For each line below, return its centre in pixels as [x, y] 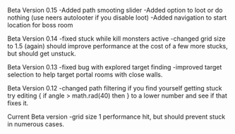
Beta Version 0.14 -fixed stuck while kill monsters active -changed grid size [116, 39]
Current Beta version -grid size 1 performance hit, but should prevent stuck [116, 116]
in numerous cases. [36, 124]
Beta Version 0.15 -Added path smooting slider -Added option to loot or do [115, 10]
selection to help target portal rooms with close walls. [85, 74]
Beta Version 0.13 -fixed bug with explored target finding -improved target [115, 67]
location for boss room [40, 25]
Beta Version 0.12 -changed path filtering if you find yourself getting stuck [115, 88]
